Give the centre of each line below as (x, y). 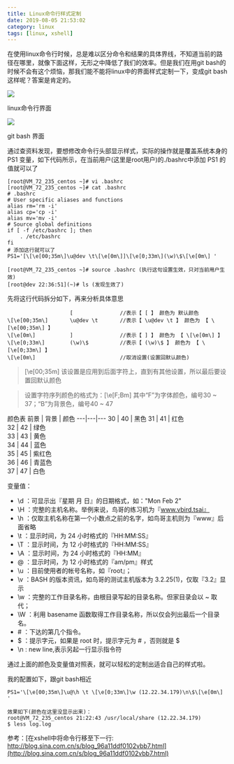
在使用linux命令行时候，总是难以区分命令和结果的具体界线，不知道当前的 (112, 54)
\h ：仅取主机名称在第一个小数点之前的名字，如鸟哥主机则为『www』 (117, 519)
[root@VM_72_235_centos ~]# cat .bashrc (67, 188)
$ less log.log (29, 724)
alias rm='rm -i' (32, 206)
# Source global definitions (50, 224)
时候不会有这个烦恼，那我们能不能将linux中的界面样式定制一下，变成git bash (117, 71)
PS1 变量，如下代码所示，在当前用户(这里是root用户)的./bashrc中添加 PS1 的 (117, 160)
